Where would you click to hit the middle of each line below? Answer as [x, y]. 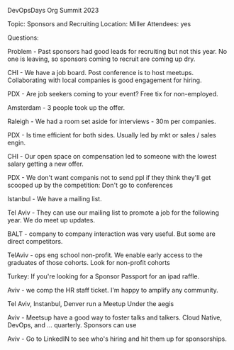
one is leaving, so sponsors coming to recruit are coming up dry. [101, 59]
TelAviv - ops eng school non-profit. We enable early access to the [105, 255]
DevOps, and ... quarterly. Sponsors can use [72, 325]
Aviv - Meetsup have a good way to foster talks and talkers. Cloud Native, [115, 317]
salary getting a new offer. [45, 164]
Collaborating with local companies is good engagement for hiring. [105, 80]
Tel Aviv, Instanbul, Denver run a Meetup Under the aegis [91, 304]
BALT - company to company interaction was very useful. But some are [112, 234]
